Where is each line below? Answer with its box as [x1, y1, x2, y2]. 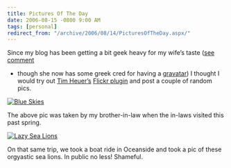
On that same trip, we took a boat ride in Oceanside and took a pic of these [7, 145, 222, 153]
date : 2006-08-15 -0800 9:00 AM [7, 17, 101, 24]
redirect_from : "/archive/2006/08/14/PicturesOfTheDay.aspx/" [7, 29, 191, 37]
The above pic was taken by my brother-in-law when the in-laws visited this [7, 111, 224, 119]
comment [7, 56, 35, 65]
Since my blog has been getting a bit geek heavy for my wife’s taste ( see [7, 49, 215, 57]
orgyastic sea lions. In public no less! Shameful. [7, 153, 144, 161]
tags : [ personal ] [7, 23, 58, 30]
